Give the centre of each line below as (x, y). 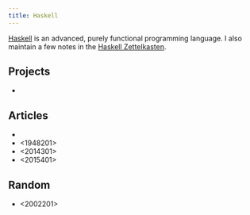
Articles (29, 115)
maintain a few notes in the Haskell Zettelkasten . (87, 46)
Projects (29, 72)
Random (29, 184)
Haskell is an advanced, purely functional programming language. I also (125, 38)
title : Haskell (33, 15)
